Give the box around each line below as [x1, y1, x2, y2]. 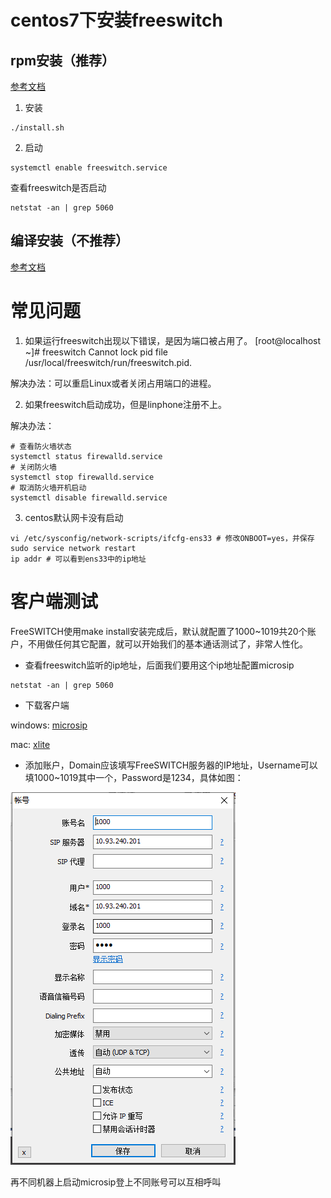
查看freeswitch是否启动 [10, 182, 107, 193]
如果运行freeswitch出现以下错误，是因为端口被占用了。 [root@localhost [24, 334, 322, 346]
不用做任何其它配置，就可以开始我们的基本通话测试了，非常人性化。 [27, 637, 308, 650]
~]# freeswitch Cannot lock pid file [24, 346, 168, 358]
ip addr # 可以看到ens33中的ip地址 [10, 554, 147, 564]
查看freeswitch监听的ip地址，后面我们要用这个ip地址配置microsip [24, 659, 295, 671]
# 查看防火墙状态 [10, 441, 72, 451]
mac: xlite [10, 738, 51, 750]
